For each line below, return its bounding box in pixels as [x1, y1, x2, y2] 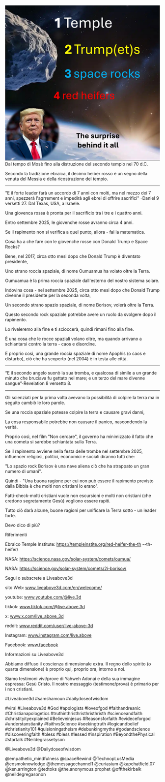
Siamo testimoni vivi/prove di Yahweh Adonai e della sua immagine [5, 676, 140, 682]
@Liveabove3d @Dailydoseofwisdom [5, 746, 81, 752]
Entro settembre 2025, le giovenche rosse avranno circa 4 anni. [5, 219, 134, 225]
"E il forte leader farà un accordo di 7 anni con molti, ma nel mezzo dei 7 [5, 190, 151, 196]
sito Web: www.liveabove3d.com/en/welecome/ [5, 585, 102, 591]
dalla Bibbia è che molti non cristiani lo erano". [5, 483, 99, 489]
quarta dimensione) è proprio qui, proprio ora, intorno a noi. [5, 666, 126, 672]
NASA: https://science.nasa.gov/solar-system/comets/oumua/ [5, 556, 131, 562]
